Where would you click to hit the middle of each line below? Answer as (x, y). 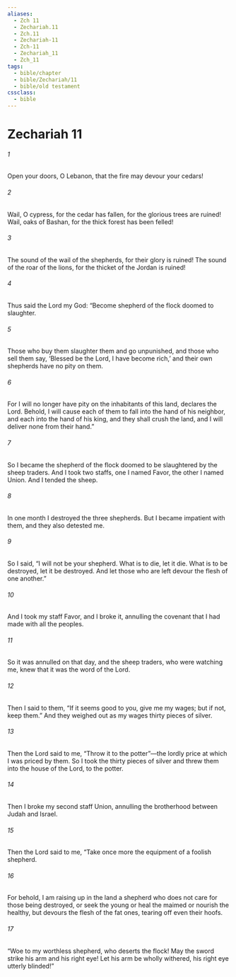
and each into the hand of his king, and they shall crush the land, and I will (115, 419)
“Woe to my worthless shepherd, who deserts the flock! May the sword (111, 951)
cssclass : (22, 93)
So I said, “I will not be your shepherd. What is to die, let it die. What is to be (118, 563)
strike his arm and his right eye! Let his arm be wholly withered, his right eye (118, 958)
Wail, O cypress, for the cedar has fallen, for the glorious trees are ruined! (114, 214)
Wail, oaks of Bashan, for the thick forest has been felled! (90, 222)
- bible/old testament (47, 86)
